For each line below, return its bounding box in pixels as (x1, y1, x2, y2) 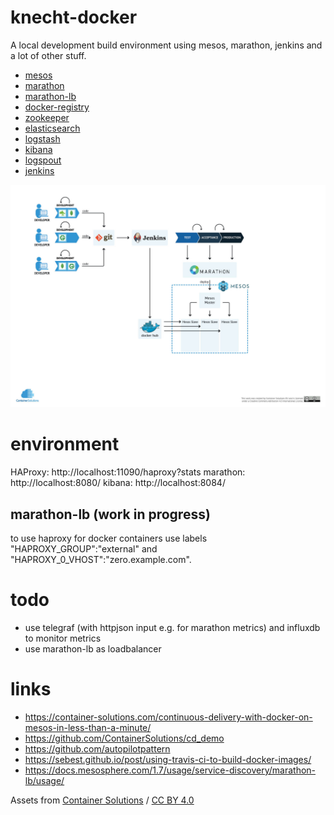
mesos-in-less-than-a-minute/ (24, 721, 152, 733)
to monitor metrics (24, 632, 102, 644)
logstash (24, 132, 61, 145)
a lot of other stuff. (10, 49, 87, 61)
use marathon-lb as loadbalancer (24, 642, 162, 655)
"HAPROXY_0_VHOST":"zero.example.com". (10, 554, 192, 566)
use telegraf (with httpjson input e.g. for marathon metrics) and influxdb (24, 621, 321, 633)
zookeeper (24, 111, 70, 123)
